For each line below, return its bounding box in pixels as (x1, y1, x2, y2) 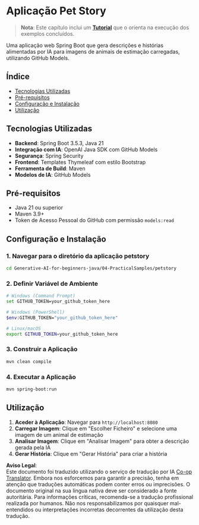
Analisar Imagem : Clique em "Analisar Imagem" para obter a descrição (14, 437, 189, 445)
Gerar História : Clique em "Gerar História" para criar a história (14, 450, 168, 457)
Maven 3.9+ (14, 210, 45, 218)
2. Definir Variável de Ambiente (6, 279, 98, 287)
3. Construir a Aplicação (6, 345, 78, 354)
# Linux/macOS (6, 326, 42, 332)
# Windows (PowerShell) (6, 309, 65, 315)
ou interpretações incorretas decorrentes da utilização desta (34, 506, 184, 513)
